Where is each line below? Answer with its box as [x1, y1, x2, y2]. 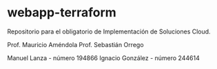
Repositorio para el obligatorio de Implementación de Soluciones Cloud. [7, 27, 211, 36]
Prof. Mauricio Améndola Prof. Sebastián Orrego [7, 40, 144, 49]
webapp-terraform [7, 5, 117, 20]
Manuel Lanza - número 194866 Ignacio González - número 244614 [7, 53, 200, 62]
